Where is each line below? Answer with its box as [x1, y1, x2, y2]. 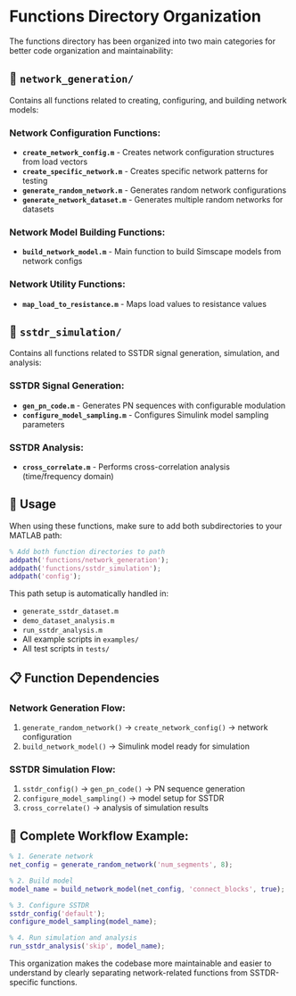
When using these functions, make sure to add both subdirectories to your [9, 520, 283, 531]
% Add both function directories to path [9, 547, 166, 556]
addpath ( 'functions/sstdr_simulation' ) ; [9, 564, 162, 573]
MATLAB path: [9, 529, 62, 541]
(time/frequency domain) [21, 471, 114, 482]
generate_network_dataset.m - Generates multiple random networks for [21, 195, 284, 205]
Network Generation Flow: [9, 701, 127, 714]
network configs [21, 256, 83, 267]
